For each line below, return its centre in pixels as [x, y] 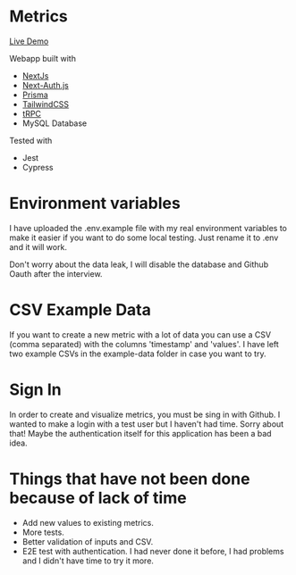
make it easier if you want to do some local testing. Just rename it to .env [144, 237]
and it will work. [38, 246]
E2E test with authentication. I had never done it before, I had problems [153, 551]
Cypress [38, 167]
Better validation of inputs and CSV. [88, 541]
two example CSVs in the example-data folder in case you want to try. [138, 354]
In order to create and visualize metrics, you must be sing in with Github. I [145, 414]
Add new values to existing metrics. [88, 522]
